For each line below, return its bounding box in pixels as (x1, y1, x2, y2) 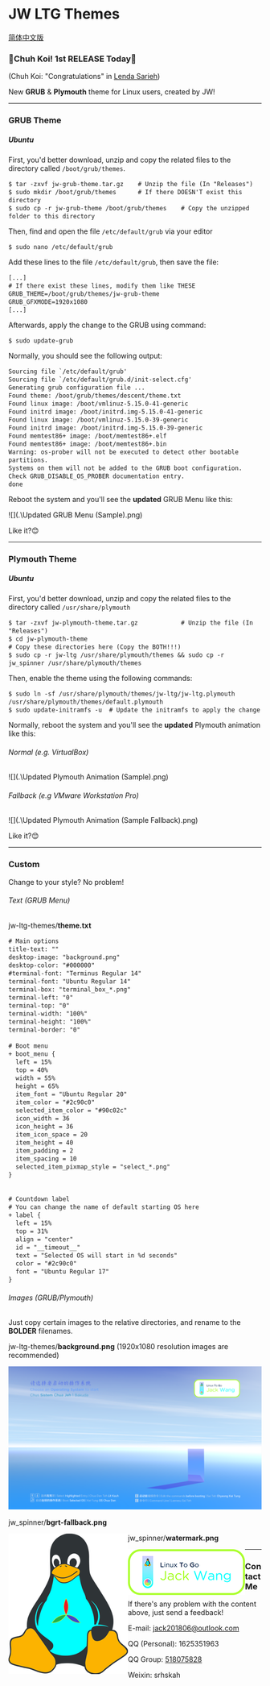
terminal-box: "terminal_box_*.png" (8, 985, 131, 994)
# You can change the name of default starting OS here (8, 1202, 199, 1211)
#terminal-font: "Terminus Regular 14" (8, 969, 142, 978)
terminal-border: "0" (8, 1025, 81, 1034)
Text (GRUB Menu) (8, 895, 71, 905)
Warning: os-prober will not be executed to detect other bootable (8, 448, 239, 456)
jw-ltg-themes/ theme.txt (8, 920, 92, 930)
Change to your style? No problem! (8, 877, 125, 887)
